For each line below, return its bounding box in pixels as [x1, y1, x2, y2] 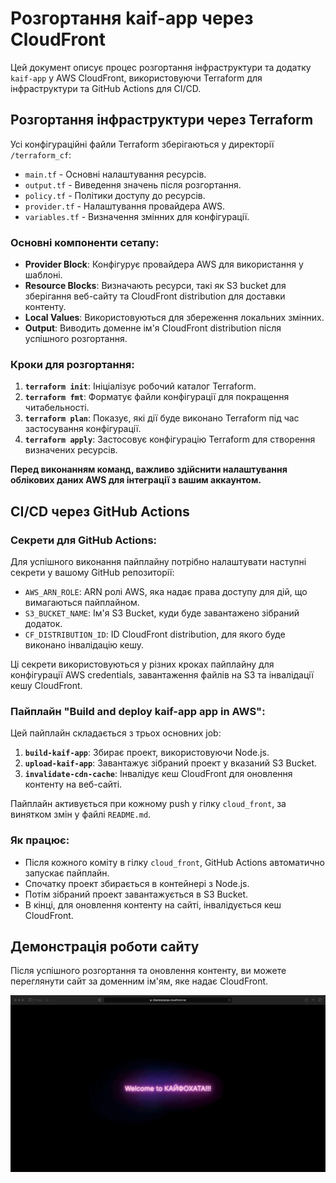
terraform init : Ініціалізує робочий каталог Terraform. [24, 380, 257, 392]
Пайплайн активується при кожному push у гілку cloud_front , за [10, 798, 287, 810]
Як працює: [10, 833, 70, 847]
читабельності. [24, 402, 90, 414]
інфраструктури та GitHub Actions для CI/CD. [10, 82, 202, 94]
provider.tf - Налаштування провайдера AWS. [24, 200, 226, 212]
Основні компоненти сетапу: [10, 235, 160, 249]
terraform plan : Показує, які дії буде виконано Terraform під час [24, 412, 300, 424]
